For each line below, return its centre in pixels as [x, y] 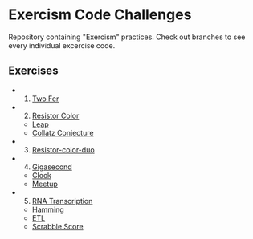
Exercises [33, 71]
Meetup [45, 184]
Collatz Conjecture [63, 132]
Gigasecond [52, 167]
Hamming [48, 209]
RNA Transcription [62, 201]
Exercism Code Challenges [100, 15]
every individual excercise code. [62, 45]
